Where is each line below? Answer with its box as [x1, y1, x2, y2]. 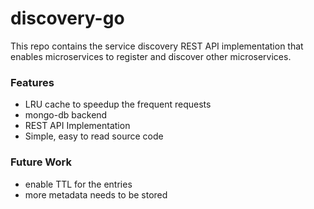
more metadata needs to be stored [24, 188, 168, 201]
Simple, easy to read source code [24, 130, 164, 142]
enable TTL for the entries [24, 178, 133, 190]
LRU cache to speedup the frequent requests [24, 98, 212, 111]
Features [10, 75, 55, 89]
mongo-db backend [24, 109, 108, 121]
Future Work [10, 155, 72, 169]
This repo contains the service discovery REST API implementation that [10, 40, 304, 52]
